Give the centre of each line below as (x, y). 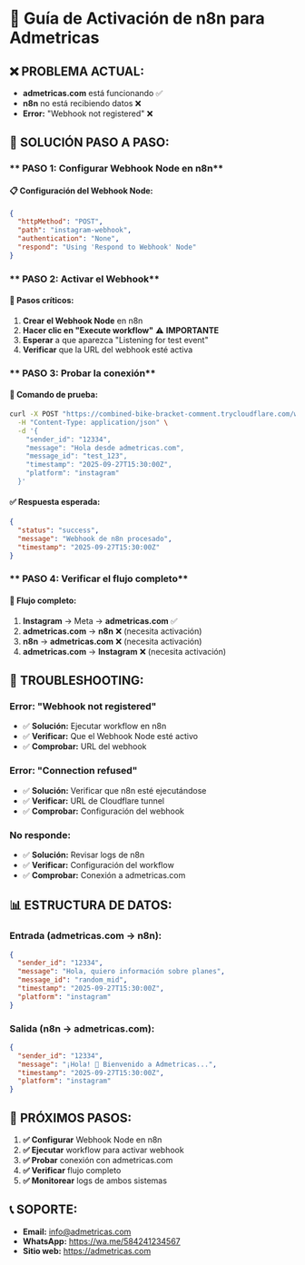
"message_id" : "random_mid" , (73, 980)
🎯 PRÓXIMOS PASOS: (71, 1117)
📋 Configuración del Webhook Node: (81, 191)
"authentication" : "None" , (69, 239)
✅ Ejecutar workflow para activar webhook (103, 1150)
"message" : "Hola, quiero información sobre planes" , (121, 972)
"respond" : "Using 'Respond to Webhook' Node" (107, 247)
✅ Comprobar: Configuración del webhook (103, 811)
